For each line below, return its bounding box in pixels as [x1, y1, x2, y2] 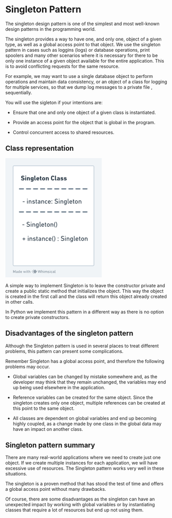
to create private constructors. [5, 314, 70, 320]
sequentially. [5, 89, 32, 95]
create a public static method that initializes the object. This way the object [5, 288, 164, 294]
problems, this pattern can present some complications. [5, 348, 124, 354]
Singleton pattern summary [5, 441, 95, 449]
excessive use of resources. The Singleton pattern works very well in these [5, 465, 164, 471]
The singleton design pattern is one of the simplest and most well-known [5, 21, 160, 27]
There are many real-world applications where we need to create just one [5, 454, 161, 461]
